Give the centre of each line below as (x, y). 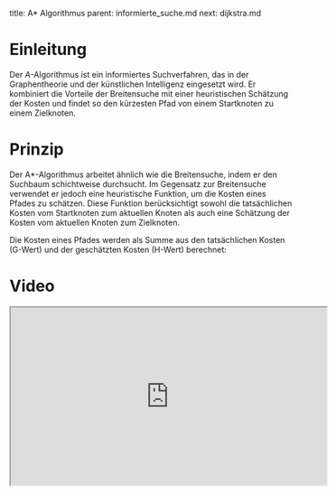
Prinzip (37, 150)
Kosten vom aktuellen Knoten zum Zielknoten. (95, 222)
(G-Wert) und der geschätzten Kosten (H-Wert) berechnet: (118, 249)
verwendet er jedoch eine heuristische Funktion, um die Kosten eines (138, 193)
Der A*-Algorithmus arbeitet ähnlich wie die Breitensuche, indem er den (143, 174)
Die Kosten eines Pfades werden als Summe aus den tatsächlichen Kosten (147, 239)
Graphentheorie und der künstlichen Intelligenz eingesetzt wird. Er (133, 84)
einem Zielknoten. (43, 113)
